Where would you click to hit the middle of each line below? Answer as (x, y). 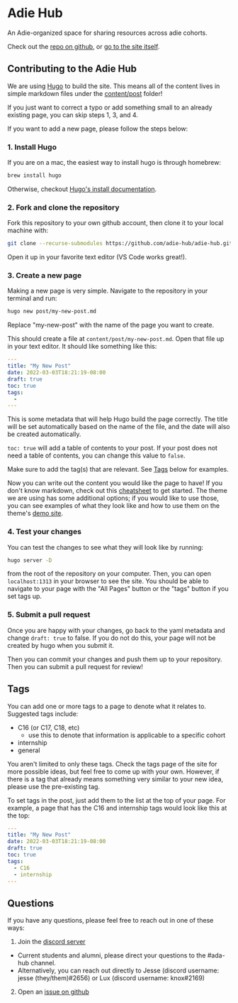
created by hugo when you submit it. (61, 645)
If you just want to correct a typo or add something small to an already (110, 107)
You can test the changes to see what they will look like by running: (106, 547)
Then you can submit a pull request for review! (75, 666)
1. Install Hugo (32, 147)
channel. (44, 963)
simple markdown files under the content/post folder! (85, 93)
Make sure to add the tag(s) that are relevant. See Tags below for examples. (118, 470)
